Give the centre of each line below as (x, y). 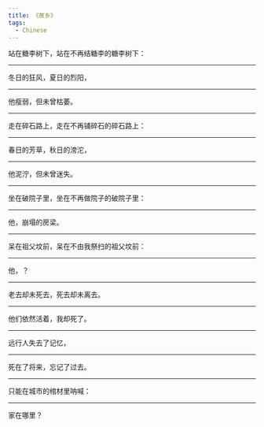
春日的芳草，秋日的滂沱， (49, 150)
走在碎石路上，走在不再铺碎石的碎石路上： (77, 126)
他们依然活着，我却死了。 (49, 319)
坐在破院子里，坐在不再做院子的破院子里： (77, 199)
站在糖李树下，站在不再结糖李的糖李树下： (77, 54)
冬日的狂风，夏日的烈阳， (49, 78)
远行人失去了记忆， (39, 343)
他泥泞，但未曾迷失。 (42, 174)
